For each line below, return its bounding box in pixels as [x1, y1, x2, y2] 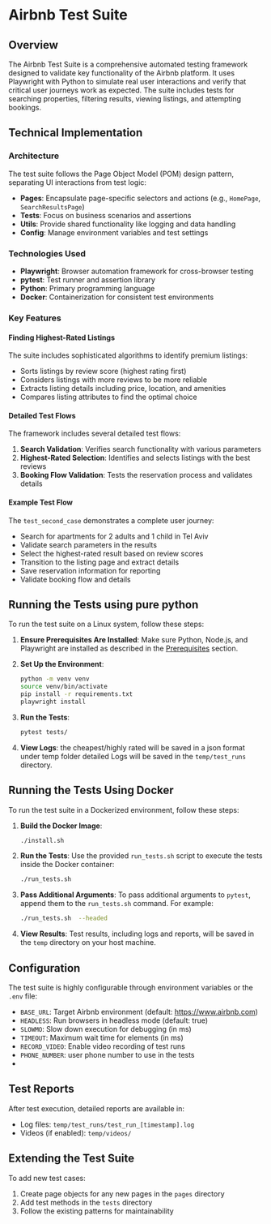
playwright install [19, 698, 87, 706]
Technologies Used [8, 247, 87, 259]
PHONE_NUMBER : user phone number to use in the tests [19, 1050, 196, 1059]
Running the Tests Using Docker [8, 784, 174, 797]
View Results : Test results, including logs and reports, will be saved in [19, 929, 255, 938]
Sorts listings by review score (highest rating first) [19, 367, 187, 376]
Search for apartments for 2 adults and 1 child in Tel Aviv [19, 531, 209, 541]
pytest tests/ [19, 728, 68, 736]
